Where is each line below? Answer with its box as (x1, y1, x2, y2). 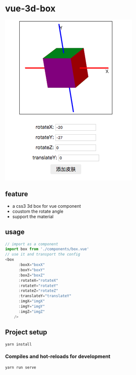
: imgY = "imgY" (18, 304, 45, 309)
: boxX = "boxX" (18, 262, 45, 267)
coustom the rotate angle (12, 208, 64, 214)
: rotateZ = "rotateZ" (18, 288, 58, 294)
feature (5, 190, 29, 198)
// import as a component (5, 241, 58, 247)
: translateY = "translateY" (18, 294, 71, 299)
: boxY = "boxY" (18, 267, 45, 272)
